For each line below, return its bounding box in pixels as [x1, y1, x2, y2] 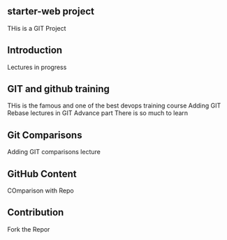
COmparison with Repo [7, 186, 75, 195]
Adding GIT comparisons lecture [7, 148, 101, 156]
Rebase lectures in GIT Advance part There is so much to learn [7, 109, 189, 117]
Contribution [7, 207, 64, 218]
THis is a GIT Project [7, 24, 66, 32]
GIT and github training [7, 83, 110, 95]
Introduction [7, 45, 63, 57]
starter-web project [7, 6, 94, 17]
